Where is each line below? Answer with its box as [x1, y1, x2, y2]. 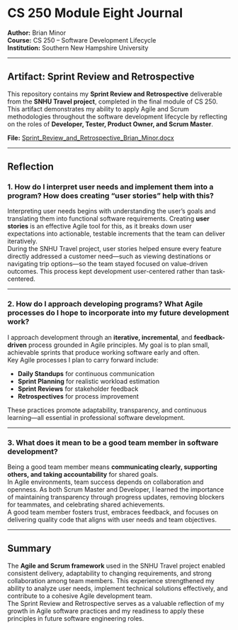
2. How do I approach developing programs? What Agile [7, 299, 203, 309]
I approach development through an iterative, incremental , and [7, 333, 193, 341]
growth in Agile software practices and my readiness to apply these [7, 607, 205, 615]
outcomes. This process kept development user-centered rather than [7, 267, 209, 276]
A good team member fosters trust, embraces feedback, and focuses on [7, 508, 218, 516]
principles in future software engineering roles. [7, 614, 144, 622]
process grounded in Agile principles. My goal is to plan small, [28, 341, 210, 349]
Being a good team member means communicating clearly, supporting [7, 463, 217, 471]
